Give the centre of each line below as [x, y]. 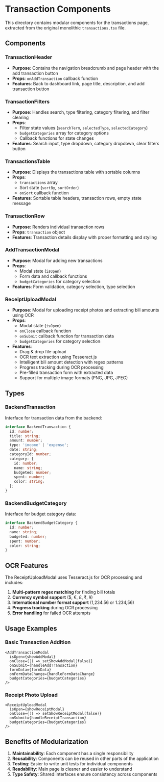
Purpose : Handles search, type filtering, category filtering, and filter [81, 112]
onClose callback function [45, 331]
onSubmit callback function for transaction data [67, 336]
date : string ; [24, 450]
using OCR [23, 315]
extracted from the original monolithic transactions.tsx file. [65, 27]
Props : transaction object [38, 232]
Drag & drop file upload [43, 352]
